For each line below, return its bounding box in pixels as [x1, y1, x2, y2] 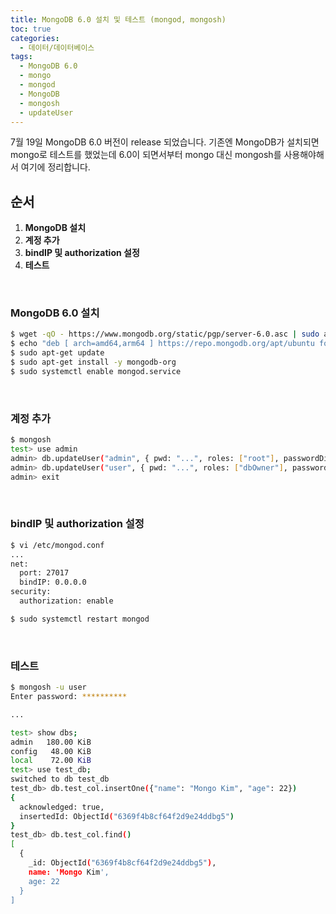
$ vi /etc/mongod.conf [10, 540, 105, 550]
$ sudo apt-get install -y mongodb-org [10, 357, 177, 368]
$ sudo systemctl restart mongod [10, 614, 150, 624]
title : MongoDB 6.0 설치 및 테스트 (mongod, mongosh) [10, 14, 227, 25]
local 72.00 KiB [10, 756, 92, 766]
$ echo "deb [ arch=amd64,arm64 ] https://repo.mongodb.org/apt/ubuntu [10, 339, 315, 349]
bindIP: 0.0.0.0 [19, 577, 87, 588]
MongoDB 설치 [24, 222, 87, 234]
